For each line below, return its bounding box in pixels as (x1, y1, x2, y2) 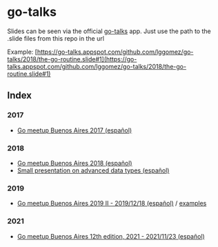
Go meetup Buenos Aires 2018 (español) (17, 159, 132, 167)
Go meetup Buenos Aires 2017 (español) (17, 126, 132, 135)
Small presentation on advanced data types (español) (17, 166, 170, 175)
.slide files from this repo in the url (7, 34, 105, 42)
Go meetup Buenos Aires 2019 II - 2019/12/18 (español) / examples (17, 199, 207, 208)
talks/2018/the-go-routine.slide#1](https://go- (7, 55, 137, 63)
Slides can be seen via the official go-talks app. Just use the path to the (7, 27, 212, 35)
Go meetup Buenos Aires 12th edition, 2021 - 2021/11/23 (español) (17, 232, 205, 240)
